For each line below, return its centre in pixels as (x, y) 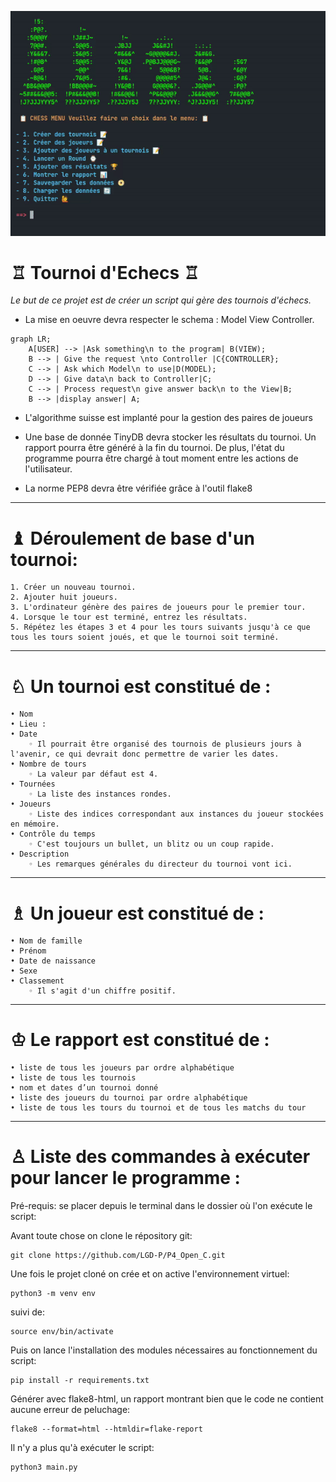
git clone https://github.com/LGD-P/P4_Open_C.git (118, 1256)
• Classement (37, 981)
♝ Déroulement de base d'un (132, 538)
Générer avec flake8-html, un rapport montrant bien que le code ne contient (167, 1399)
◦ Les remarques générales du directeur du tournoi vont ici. (160, 864)
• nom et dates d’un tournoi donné (84, 1088)
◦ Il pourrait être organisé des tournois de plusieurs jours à (165, 744)
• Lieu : (28, 724)
